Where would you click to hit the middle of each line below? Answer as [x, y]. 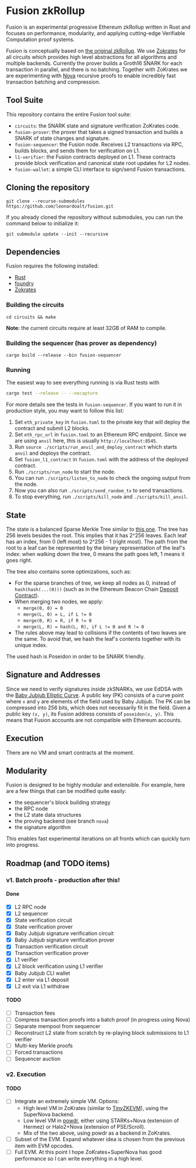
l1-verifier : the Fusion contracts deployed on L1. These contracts [95, 157]
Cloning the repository [48, 188]
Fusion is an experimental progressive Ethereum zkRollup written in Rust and [98, 27]
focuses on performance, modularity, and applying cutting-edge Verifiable [96, 33]
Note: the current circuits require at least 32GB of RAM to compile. [86, 328]
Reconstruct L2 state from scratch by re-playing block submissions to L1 [102, 1033]
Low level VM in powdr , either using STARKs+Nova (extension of [101, 1120]
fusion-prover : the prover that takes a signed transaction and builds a [99, 132]
